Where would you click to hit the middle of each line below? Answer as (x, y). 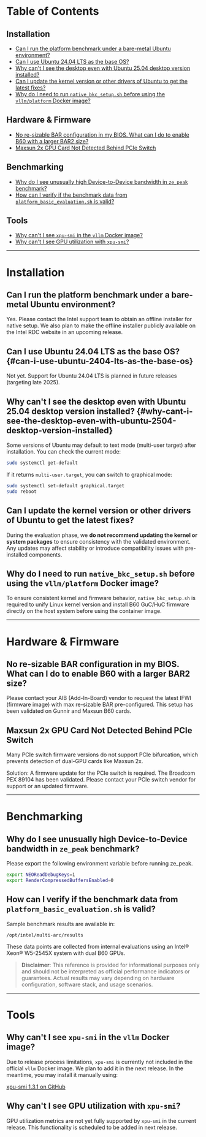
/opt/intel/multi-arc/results (45, 935)
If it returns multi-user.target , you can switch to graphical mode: (90, 474)
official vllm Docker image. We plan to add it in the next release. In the (95, 1068)
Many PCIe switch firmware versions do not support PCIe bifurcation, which (102, 755)
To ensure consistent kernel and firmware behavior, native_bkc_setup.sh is (101, 598)
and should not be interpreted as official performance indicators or (105, 971)
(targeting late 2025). (33, 382)
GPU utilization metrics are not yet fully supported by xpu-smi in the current (101, 1120)
